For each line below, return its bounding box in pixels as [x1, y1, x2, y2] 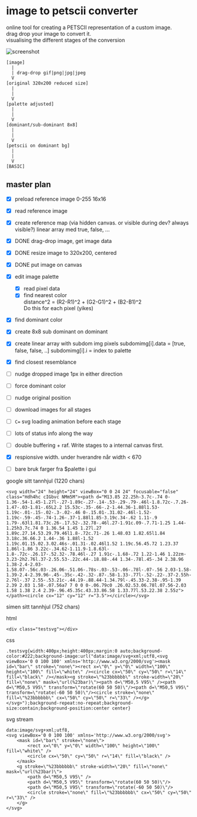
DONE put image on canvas [14, 261, 82, 269]
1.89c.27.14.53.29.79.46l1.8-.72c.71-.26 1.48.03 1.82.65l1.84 [6, 531, 166, 537]
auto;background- [120, 648, 163, 654]
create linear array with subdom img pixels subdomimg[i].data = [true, [14, 340, 186, 347]
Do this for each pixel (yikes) [23, 305, 93, 312]
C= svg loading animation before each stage [14, 418, 121, 425]
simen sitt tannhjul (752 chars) [6, 603, 80, 610]
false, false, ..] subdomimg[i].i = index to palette [14, 346, 132, 354]
